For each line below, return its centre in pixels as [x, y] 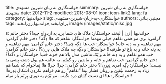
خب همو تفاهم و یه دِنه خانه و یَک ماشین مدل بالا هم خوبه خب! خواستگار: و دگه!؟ [80, 54]
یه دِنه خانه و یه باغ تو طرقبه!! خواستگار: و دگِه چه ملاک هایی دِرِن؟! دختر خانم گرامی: [83, 49]
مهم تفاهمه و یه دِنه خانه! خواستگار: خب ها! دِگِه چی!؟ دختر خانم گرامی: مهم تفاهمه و [83, 44]
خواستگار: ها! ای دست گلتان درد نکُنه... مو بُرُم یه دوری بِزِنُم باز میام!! [69, 75]
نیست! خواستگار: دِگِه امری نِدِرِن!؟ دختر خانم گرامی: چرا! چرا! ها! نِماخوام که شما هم [83, 65]
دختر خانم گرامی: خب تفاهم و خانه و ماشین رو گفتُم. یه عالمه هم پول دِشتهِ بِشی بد [82, 59]
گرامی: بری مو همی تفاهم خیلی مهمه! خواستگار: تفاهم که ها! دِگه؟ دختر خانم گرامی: [83, 38]
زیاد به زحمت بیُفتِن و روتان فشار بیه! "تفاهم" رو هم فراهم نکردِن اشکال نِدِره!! [77, 70]
